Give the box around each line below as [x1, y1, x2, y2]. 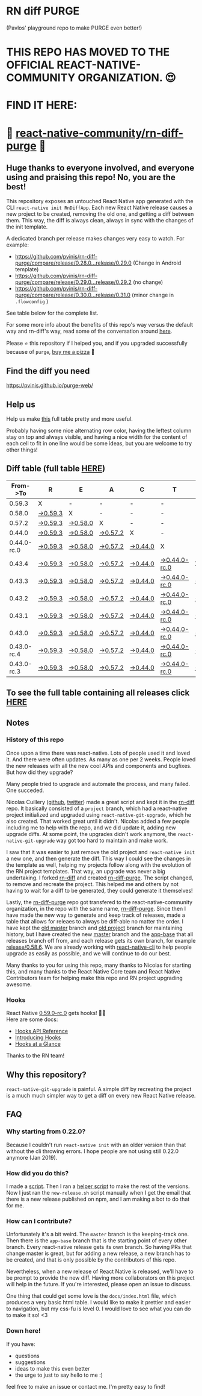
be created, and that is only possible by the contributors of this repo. [6, 1256, 176, 1263]
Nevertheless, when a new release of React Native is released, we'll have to [6, 1268, 194, 1275]
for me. [6, 1201, 24, 1209]
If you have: [6, 1340, 35, 1348]
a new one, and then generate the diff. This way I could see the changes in [6, 855, 191, 862]
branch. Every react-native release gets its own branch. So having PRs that [6, 1244, 192, 1251]
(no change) [133, 278, 164, 286]
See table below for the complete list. [6, 309, 99, 317]
